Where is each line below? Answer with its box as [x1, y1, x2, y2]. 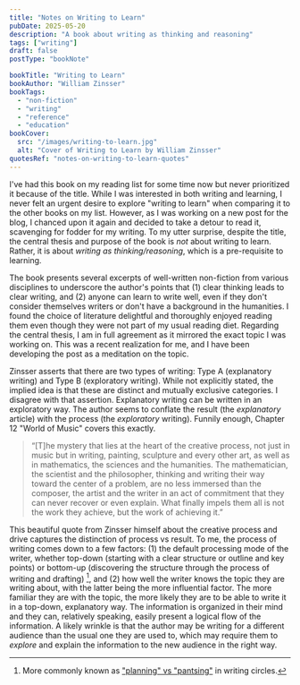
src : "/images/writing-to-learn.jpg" [17, 138, 158, 147]
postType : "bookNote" [9, 55, 90, 64]
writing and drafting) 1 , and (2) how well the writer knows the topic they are [9, 571, 286, 584]
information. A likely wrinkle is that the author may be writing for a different [9, 621, 285, 631]
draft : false [9, 47, 58, 56]
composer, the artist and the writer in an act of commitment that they [30, 487, 285, 498]
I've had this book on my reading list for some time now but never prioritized [9, 178, 290, 189]
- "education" [17, 121, 70, 130]
